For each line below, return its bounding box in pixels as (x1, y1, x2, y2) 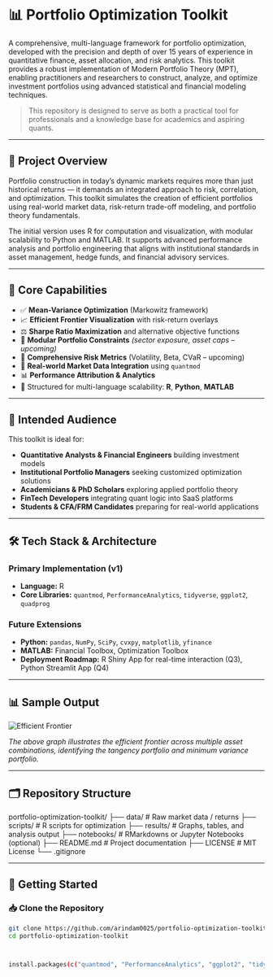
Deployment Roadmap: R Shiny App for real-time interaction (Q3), (19, 655, 243, 665)
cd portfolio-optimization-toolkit (8, 931, 129, 940)
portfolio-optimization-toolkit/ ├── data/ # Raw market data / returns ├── (8, 812, 257, 822)
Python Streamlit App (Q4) (19, 663, 110, 673)
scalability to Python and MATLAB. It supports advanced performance (8, 234, 243, 244)
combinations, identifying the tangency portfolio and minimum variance (8, 745, 249, 756)
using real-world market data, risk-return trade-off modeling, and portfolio (8, 202, 257, 212)
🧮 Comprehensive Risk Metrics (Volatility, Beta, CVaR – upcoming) (19, 352, 245, 362)
